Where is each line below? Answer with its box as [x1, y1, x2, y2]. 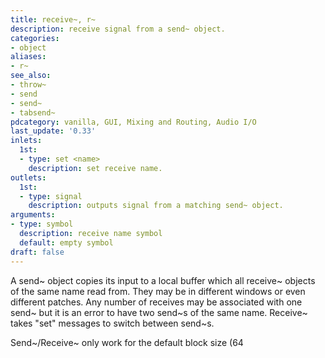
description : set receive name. [28, 163, 163, 173]
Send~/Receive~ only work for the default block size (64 [10, 336, 244, 348]
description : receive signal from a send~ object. [10, 24, 226, 34]
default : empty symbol [19, 237, 114, 248]
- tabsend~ [10, 107, 56, 118]
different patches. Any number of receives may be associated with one [10, 296, 303, 308]
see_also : [10, 71, 52, 81]
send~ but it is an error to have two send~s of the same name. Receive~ [10, 306, 308, 318]
